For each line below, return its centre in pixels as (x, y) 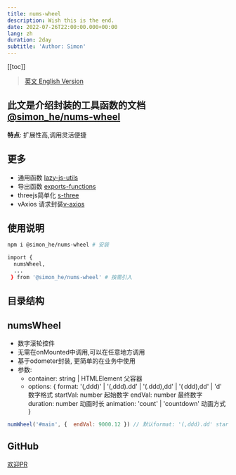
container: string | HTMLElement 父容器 (85, 378)
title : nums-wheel (34, 14)
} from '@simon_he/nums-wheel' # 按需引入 (71, 277)
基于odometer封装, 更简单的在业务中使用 (76, 361)
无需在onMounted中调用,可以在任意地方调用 (81, 352)
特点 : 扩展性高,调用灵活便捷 (47, 135)
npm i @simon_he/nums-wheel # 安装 (58, 245)
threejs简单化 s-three (48, 195)
